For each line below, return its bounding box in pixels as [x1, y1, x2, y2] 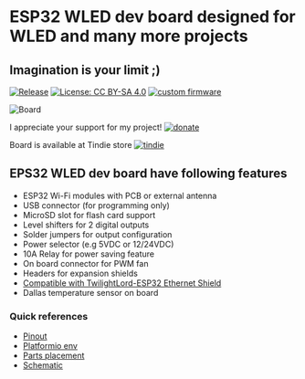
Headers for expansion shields [22, 268, 139, 279]
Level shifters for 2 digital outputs [22, 219, 150, 230]
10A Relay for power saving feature [22, 248, 155, 259]
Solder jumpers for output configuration [22, 228, 173, 239]
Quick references [9, 310, 89, 322]
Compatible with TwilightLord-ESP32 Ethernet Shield [22, 277, 222, 289]
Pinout [22, 331, 47, 342]
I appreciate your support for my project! [9, 121, 163, 132]
